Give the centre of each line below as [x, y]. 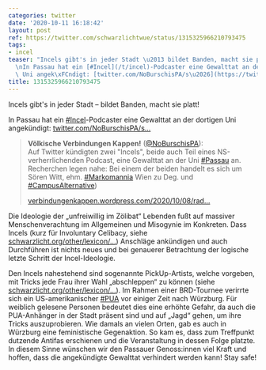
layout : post [30, 30]
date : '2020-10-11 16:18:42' [56, 23]
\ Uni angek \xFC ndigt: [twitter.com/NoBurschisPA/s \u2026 [113, 74]
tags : [17, 45]
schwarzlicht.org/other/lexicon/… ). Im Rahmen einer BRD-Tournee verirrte [129, 290]
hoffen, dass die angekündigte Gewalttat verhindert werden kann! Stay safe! [133, 357]
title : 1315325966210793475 [55, 81]
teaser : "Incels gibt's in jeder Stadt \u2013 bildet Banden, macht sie [131, 60]
